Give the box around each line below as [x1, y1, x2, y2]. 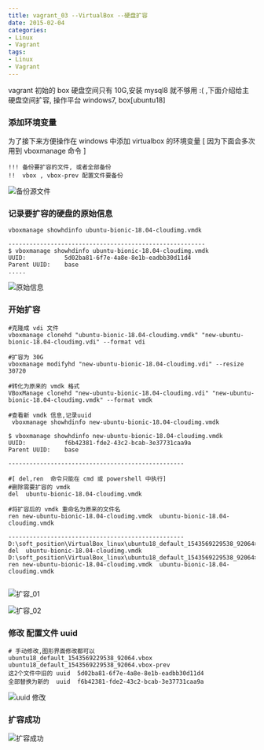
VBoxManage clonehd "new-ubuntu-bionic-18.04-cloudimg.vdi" [8, 389, 210, 397]
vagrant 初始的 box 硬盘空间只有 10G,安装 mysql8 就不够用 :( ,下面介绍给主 [8, 85, 250, 95]
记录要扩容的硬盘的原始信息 [8, 208, 113, 219]
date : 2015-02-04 [8, 19, 65, 27]
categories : [8, 26, 47, 34]
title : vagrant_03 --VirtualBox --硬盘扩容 [8, 11, 148, 20]
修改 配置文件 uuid [8, 627, 79, 638]
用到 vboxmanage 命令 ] [8, 147, 86, 156]
